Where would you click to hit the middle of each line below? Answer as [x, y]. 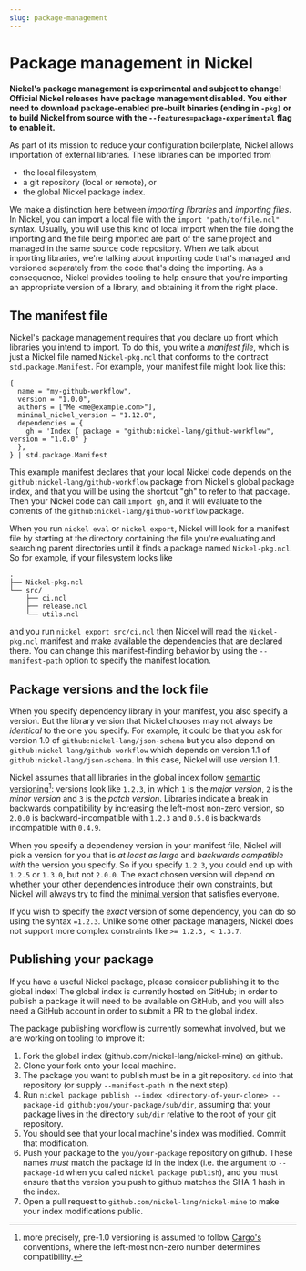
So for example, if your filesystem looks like [91, 558]
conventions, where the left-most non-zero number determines [141, 1246]
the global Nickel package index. [84, 192]
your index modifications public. [83, 1211]
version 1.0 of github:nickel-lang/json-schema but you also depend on [143, 741]
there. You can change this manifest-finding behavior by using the [133, 651]
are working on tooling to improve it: [77, 1038]
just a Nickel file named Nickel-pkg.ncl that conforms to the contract [139, 357]
